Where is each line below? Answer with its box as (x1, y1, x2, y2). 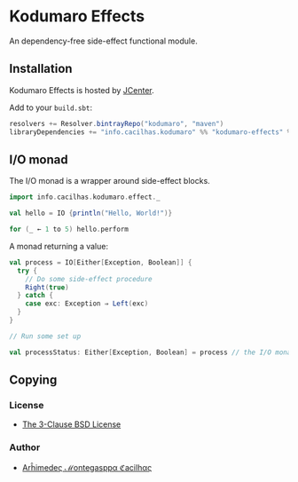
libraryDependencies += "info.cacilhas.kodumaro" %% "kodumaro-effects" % (9, 127, 292, 137)
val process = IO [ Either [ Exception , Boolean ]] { (9, 257, 192, 267)
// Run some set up (9, 331, 82, 341)
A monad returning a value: (9, 241, 109, 251)
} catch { (17, 291, 53, 300)
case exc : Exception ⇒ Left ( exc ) (25, 299, 149, 308)
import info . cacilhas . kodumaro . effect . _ (9, 193, 161, 201)
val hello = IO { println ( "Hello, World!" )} (9, 209, 173, 218)
